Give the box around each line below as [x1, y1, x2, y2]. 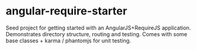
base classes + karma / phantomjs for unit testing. [5, 37, 131, 44]
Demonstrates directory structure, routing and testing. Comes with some [5, 30, 188, 37]
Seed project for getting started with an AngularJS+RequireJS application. [5, 24, 192, 31]
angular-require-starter [5, 4, 128, 18]
